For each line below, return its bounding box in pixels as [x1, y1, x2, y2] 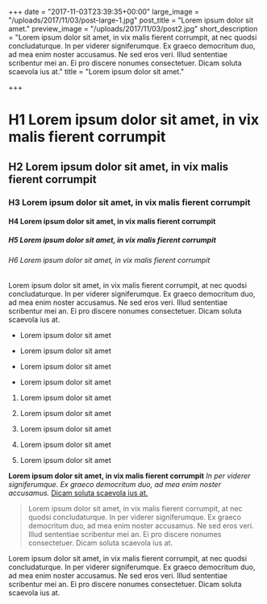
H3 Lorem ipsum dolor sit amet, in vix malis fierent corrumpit [8, 197, 251, 208]
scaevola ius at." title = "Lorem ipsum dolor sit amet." [8, 67, 185, 76]
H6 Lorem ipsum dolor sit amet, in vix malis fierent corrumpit [8, 256, 211, 265]
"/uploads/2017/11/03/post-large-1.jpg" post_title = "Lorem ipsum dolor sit [8, 15, 254, 25]
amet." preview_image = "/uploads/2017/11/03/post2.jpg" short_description [8, 24, 258, 33]
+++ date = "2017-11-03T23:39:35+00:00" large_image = [8, 7, 200, 16]
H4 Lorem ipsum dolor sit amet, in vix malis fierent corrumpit [8, 217, 216, 227]
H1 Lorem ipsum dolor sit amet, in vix [8, 110, 260, 129]
